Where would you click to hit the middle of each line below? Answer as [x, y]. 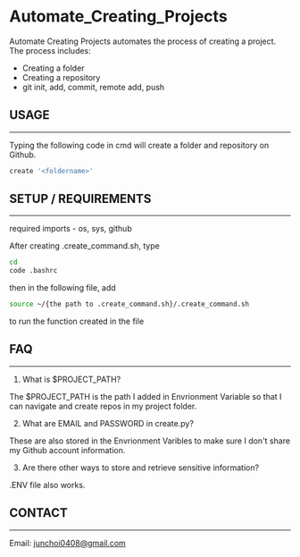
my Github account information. [67, 450]
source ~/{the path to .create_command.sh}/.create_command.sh [129, 304]
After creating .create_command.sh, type [85, 246]
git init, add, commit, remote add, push [93, 87]
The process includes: [50, 50]
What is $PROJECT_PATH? [71, 379]
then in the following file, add [62, 288]
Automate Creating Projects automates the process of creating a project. [143, 41]
